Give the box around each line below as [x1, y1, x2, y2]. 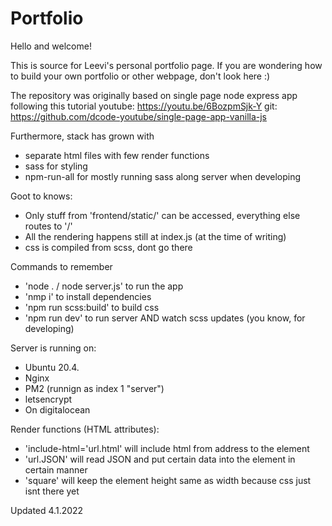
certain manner [24, 463, 88, 476]
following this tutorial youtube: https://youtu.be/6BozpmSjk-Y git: [10, 100, 278, 112]
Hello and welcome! [10, 40, 92, 52]
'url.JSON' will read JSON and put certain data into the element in [24, 453, 296, 465]
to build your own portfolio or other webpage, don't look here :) [10, 70, 271, 82]
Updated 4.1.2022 [10, 504, 84, 516]
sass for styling [24, 160, 88, 172]
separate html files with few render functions [24, 149, 210, 161]
